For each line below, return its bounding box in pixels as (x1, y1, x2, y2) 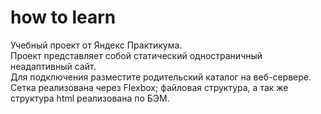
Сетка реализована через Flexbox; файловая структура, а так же (10, 81, 289, 93)
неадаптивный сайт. (10, 60, 97, 72)
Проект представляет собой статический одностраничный (10, 49, 263, 61)
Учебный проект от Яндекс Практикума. (10, 39, 183, 51)
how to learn (10, 6, 117, 29)
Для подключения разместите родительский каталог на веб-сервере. (10, 71, 312, 83)
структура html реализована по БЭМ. (10, 92, 170, 104)
